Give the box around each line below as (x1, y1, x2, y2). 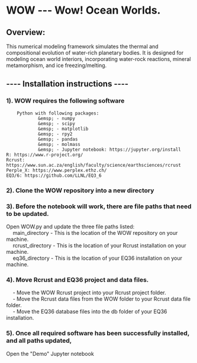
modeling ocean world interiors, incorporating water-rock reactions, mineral (6, 56, 191, 62)
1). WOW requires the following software (6, 97, 125, 105)
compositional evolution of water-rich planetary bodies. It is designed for (6, 49, 184, 56)
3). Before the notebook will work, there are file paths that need (6, 202, 192, 211)
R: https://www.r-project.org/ (6, 152, 83, 158)
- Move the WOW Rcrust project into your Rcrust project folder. (12, 289, 167, 297)
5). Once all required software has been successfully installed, (6, 329, 190, 337)
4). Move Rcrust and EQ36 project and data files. (6, 275, 149, 284)
